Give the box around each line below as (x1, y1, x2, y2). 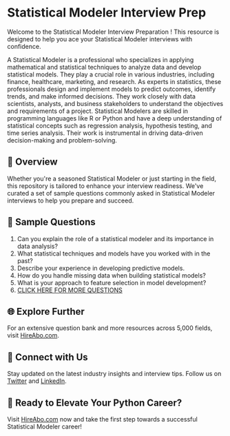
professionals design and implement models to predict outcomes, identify (7, 85, 216, 93)
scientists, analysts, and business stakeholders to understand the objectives (7, 99, 224, 107)
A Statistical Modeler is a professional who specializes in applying (7, 55, 194, 63)
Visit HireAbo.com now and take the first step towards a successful (7, 415, 198, 423)
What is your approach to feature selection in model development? (17, 278, 207, 287)
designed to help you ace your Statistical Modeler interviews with (7, 34, 193, 43)
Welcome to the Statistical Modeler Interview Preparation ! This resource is (7, 28, 220, 36)
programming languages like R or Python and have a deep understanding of (7, 114, 222, 122)
